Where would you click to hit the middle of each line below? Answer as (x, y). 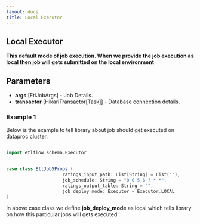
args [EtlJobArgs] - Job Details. (54, 96)
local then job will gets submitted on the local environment (80, 62)
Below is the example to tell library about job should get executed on (90, 130)
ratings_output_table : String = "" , (108, 186)
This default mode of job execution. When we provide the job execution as (100, 56)
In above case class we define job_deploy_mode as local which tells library (99, 208)
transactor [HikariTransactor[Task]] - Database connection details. (97, 102)
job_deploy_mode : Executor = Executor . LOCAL (119, 191)
